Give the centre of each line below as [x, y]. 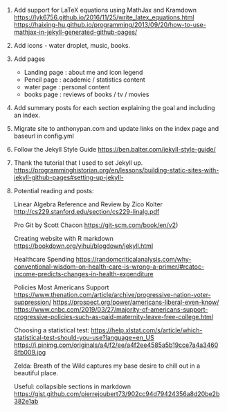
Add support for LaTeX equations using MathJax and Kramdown [105, 10]
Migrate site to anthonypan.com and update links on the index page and [116, 128]
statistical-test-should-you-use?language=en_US [84, 338]
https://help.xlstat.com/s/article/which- [147, 330]
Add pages [29, 59]
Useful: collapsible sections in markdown [72, 386]
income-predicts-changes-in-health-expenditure [83, 274]
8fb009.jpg [30, 352]
